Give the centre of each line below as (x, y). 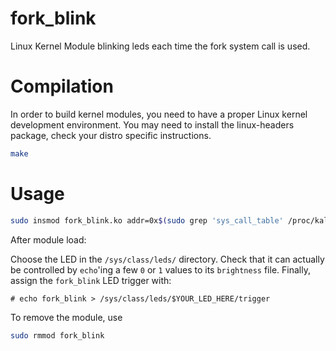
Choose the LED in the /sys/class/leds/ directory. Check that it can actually (167, 259)
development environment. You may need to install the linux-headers (152, 124)
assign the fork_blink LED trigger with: (91, 280)
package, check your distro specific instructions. (111, 135)
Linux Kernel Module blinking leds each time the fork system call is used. (160, 46)
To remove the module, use (66, 317)
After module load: (48, 239)
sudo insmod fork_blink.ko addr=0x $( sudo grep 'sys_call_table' (147, 220)
